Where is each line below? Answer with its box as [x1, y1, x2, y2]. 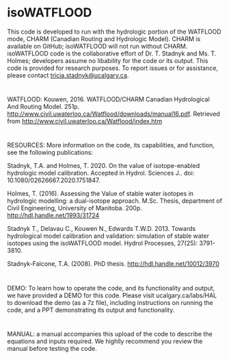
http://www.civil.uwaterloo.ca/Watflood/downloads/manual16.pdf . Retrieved [7, 110, 220, 118]
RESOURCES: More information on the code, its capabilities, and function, [7, 141, 215, 149]
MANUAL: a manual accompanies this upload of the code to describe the [7, 330, 213, 338]
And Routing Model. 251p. [7, 103, 80, 111]
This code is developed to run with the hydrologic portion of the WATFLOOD [7, 27, 221, 36]
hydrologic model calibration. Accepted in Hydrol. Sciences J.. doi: [7, 169, 195, 177]
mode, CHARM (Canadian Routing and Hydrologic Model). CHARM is [7, 34, 201, 42]
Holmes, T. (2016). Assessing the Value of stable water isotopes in [7, 190, 193, 198]
